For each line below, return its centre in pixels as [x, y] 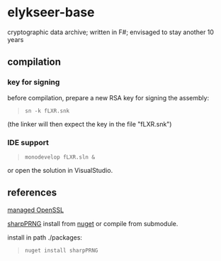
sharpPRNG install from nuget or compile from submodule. [93, 223]
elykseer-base [51, 12]
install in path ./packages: [45, 237]
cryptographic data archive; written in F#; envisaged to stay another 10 [111, 32]
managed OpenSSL [36, 210]
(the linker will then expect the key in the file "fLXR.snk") [90, 124]
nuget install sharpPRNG [61, 250]
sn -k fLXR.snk [47, 111]
